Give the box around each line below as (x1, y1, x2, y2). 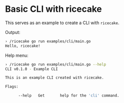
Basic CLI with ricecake (5, 3, 102, 15)
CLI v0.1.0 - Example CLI (5, 67, 58, 71)
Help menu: (5, 52, 28, 58)
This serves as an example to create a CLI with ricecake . (5, 20, 120, 26)
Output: (5, 29, 21, 35)
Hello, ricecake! (5, 43, 41, 48)
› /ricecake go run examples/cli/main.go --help (5, 62, 106, 67)
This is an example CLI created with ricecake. (5, 75, 104, 80)
